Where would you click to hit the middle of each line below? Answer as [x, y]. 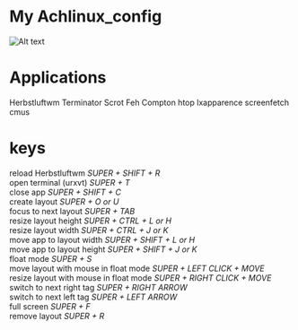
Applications [58, 78]
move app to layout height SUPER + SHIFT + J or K [103, 249]
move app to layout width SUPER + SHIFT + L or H [102, 239]
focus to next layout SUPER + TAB [72, 211]
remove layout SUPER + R [57, 316]
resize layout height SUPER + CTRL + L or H [91, 221]
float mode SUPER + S [51, 258]
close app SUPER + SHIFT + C [65, 192]
